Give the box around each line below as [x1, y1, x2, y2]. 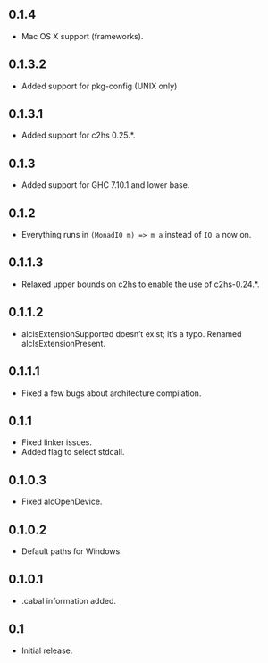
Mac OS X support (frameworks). [21, 30, 144, 41]
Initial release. [21, 645, 73, 656]
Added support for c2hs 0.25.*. [21, 130, 136, 141]
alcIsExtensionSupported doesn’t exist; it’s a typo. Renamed [21, 328, 242, 339]
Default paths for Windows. [21, 545, 122, 557]
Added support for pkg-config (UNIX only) [21, 80, 178, 91]
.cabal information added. [21, 595, 117, 606]
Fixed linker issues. [21, 437, 93, 448]
